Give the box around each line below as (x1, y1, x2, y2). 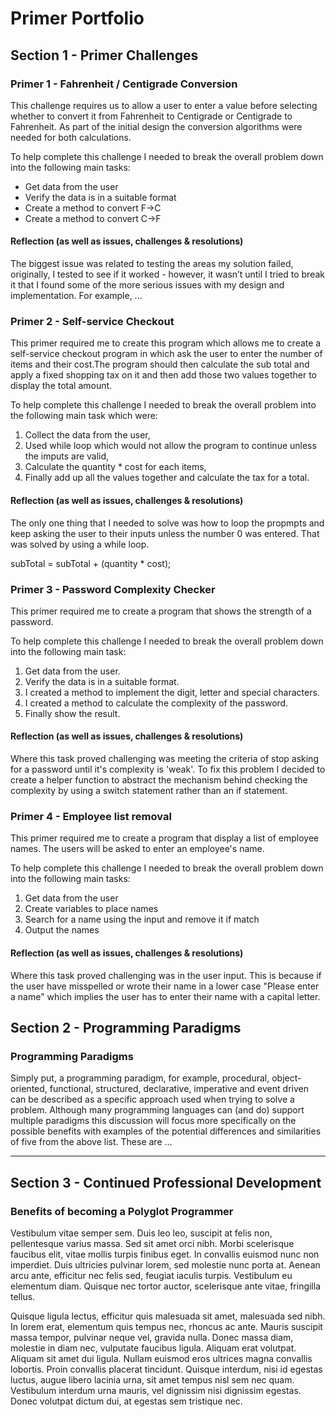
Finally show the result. (24, 707, 121, 719)
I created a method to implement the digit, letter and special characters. (24, 686, 320, 698)
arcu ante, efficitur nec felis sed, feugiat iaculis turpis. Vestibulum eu (10, 1269, 293, 1281)
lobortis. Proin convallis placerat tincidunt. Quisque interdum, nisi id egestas (10, 1363, 323, 1375)
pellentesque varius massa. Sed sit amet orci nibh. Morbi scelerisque (10, 1237, 295, 1249)
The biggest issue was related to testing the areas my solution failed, (10, 258, 294, 270)
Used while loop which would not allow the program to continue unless (24, 440, 317, 452)
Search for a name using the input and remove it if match (24, 913, 260, 926)
